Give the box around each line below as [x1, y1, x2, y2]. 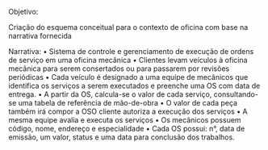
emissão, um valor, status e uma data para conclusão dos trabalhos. [8, 132, 236, 142]
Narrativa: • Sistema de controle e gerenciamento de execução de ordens [8, 47, 254, 56]
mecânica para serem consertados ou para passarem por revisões [8, 64, 230, 73]
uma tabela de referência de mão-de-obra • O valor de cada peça [18, 98, 238, 107]
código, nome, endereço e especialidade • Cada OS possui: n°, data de [8, 124, 245, 133]
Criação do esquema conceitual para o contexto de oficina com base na [8, 23, 249, 31]
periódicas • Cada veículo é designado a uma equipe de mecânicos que [8, 73, 249, 81]
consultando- [213, 90, 258, 99]
